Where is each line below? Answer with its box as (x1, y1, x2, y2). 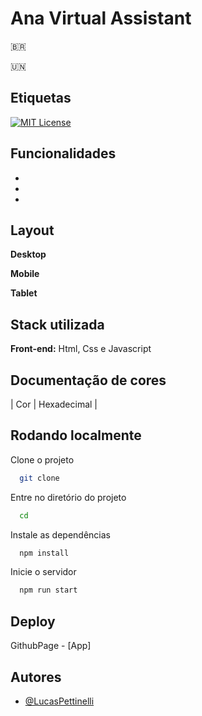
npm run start (19, 585, 78, 596)
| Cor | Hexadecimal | (10, 398, 98, 410)
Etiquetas (10, 90, 72, 107)
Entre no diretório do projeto (10, 491, 127, 503)
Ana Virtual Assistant (10, 7, 192, 30)
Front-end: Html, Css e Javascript (10, 343, 152, 355)
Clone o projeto (10, 453, 75, 466)
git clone (19, 473, 60, 483)
